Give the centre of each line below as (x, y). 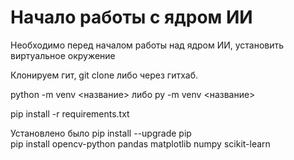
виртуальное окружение (63, 55)
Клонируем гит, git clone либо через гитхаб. (104, 75)
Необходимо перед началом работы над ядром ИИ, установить (147, 45)
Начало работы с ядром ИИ (131, 17)
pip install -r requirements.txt (70, 113)
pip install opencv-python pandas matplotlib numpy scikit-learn (140, 143)
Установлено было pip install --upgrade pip (101, 133)
